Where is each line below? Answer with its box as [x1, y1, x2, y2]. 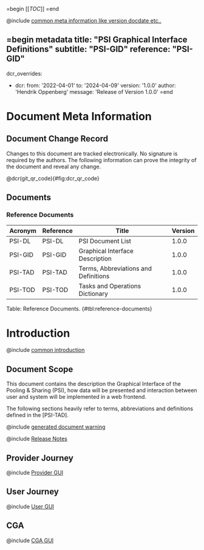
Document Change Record [6, 134, 109, 144]
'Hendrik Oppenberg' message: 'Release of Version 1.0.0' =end [15, 88, 173, 95]
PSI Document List [78, 237, 132, 245]
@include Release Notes [6, 435, 68, 443]
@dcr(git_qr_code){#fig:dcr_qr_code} [6, 174, 100, 182]
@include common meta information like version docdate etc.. [6, 17, 162, 24]
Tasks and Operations [78, 282, 141, 290]
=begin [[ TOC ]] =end [6, 5, 59, 12]
